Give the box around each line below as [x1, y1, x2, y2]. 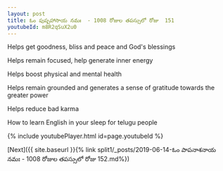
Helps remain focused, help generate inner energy [7, 56, 153, 65]
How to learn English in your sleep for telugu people [7, 118, 158, 127]
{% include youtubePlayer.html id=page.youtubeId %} [7, 132, 164, 141]
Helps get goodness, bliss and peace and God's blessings [7, 43, 176, 51]
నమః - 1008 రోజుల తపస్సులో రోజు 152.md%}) [7, 155, 130, 163]
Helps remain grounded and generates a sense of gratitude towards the [7, 84, 215, 92]
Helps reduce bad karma [7, 105, 79, 113]
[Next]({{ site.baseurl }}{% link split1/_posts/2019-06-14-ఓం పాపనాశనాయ [7, 146, 217, 154]
